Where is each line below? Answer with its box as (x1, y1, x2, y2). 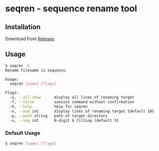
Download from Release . (5, 36, 56, 42)
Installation (5, 23, 41, 31)
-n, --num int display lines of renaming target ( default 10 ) (9, 108, 155, 114)
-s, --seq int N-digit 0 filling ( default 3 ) (9, 118, 119, 123)
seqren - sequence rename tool (5, 3, 138, 14)
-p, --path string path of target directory (9, 113, 108, 118)
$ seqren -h (5, 63, 30, 68)
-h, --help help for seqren (9, 104, 88, 109)
